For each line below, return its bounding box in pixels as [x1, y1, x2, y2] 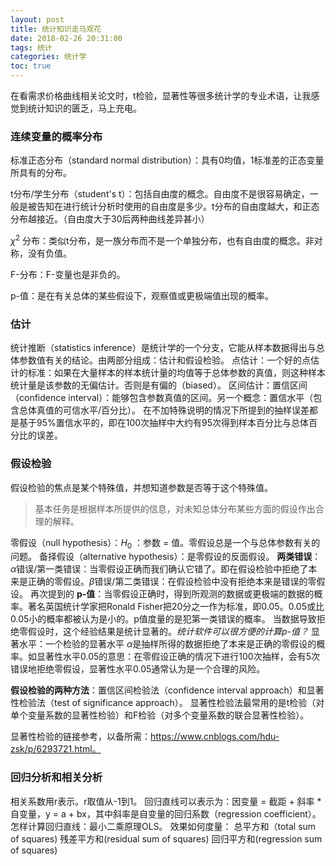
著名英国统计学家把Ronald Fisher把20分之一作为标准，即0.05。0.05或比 [27, 601, 325, 613]
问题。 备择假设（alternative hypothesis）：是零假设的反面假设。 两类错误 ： [10, 551, 322, 563]
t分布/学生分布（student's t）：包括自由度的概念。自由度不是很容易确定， [10, 188, 310, 200]
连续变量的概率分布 [10, 129, 103, 143]
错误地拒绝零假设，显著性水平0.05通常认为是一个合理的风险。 [10, 663, 266, 675]
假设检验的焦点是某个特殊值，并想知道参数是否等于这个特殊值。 [10, 481, 273, 493]
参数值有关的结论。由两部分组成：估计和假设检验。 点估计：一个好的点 [18, 354, 311, 366]
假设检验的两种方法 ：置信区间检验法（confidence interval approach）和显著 [10, 684, 325, 696]
